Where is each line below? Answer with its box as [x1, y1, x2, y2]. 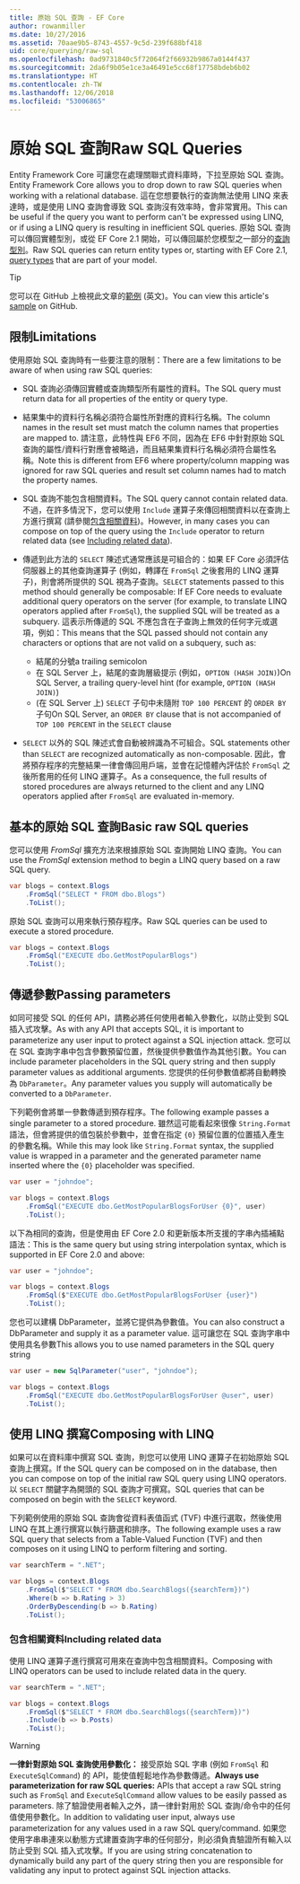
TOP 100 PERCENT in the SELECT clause [35, 719, 172, 730]
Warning [9, 1740, 40, 1751]
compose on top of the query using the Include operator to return [21, 526, 265, 537]
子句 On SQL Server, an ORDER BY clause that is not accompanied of [35, 709, 282, 719]
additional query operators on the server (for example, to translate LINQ [21, 596, 287, 607]
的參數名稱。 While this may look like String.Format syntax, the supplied [9, 1140, 275, 1150]
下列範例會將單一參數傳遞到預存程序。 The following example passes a [9, 1106, 270, 1117]
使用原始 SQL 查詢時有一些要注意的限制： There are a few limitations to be [9, 355, 282, 365]
